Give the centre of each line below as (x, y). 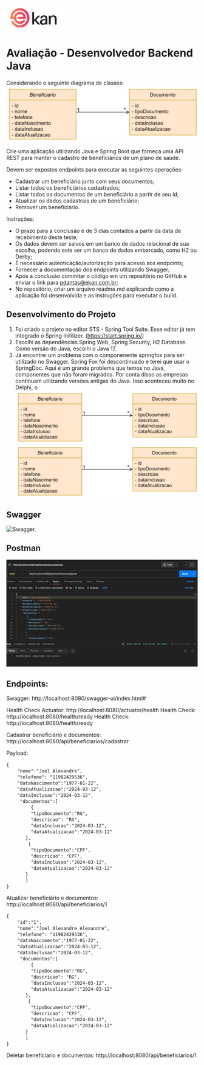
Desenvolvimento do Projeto (61, 315)
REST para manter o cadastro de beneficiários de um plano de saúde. (93, 158)
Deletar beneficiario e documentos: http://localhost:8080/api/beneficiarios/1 (102, 1055)
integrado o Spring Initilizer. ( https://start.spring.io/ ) (80, 335)
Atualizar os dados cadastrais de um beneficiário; (77, 201)
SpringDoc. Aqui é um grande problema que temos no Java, (90, 368)
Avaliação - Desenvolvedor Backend (100, 53)
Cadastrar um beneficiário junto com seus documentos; (85, 181)
